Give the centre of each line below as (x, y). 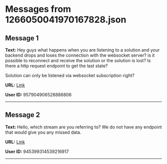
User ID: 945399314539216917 (37, 151)
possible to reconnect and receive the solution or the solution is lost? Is (78, 60)
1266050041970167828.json (66, 20)
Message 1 (22, 38)
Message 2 (23, 115)
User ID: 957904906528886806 (39, 95)
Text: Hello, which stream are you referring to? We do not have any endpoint (83, 127)
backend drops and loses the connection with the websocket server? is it (80, 55)
